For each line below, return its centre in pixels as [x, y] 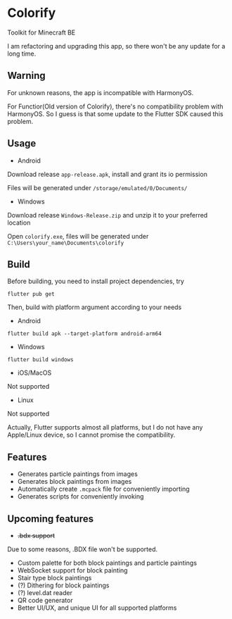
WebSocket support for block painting [72, 570]
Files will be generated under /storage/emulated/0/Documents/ [97, 187]
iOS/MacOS [34, 373]
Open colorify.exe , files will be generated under [78, 236]
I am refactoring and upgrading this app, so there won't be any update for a [116, 46]
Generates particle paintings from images [78, 474]
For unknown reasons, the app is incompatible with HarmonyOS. [101, 92]
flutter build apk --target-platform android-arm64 [84, 334]
